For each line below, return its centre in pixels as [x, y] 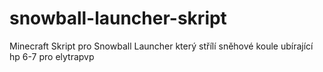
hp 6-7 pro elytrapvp [52, 56]
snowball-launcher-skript [118, 18]
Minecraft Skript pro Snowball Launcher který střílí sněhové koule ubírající [161, 46]
